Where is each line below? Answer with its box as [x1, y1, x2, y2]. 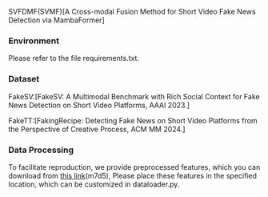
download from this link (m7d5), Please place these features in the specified [8, 171, 258, 180]
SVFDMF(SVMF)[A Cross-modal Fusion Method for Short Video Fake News [8, 7, 256, 16]
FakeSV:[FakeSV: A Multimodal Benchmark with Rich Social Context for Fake [8, 91, 260, 101]
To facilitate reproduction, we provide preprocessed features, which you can [8, 162, 261, 171]
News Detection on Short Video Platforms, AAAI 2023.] [8, 100, 190, 110]
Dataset [8, 74, 40, 85]
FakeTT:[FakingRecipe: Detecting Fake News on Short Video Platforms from [8, 115, 258, 125]
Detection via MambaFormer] [8, 15, 106, 25]
